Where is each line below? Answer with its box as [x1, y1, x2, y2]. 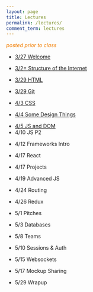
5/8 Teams [14, 233, 41, 240]
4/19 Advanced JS [14, 175, 60, 182]
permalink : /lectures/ [6, 20, 62, 26]
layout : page [6, 8, 39, 15]
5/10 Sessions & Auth [14, 244, 67, 251]
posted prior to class [6, 42, 57, 49]
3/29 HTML [14, 76, 43, 83]
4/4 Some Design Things [14, 111, 76, 118]
